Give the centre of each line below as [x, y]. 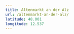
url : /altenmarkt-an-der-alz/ [37, 14]
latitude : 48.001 [24, 19]
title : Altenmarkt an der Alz [37, 10]
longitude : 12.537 [25, 24]
